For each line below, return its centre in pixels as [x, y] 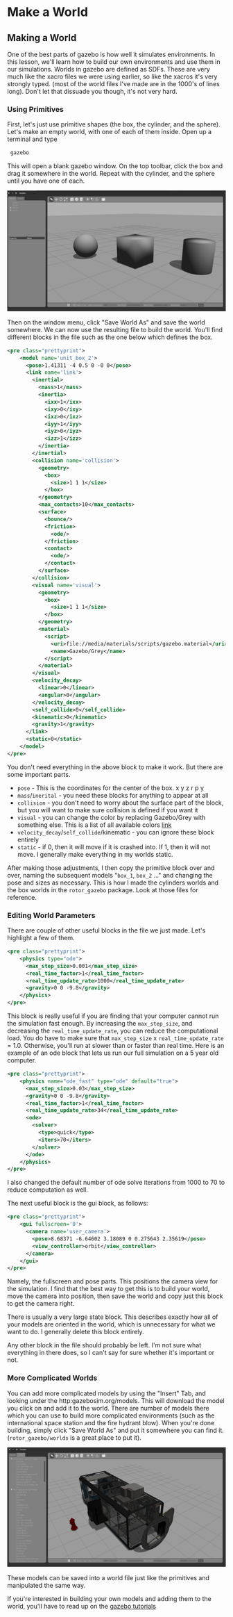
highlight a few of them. [41, 938]
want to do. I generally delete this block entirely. [76, 1332]
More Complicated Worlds [52, 1378]
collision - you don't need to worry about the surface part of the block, [120, 803]
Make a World [48, 12]
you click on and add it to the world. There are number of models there [108, 1408]
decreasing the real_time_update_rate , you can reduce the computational [113, 1031]
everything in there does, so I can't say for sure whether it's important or [111, 1353]
